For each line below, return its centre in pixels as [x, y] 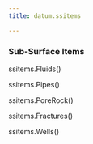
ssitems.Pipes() [34, 84]
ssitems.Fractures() [41, 116]
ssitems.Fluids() [35, 69]
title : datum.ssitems [45, 16]
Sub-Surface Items [46, 51]
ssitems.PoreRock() [41, 100]
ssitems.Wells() [34, 131]
